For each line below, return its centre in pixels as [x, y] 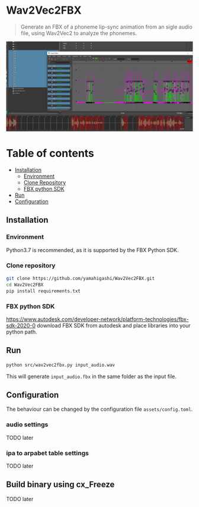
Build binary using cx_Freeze [60, 485]
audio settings [27, 424]
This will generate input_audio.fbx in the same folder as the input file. [91, 376]
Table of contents [50, 154]
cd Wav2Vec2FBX [25, 285]
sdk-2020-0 [21, 325]
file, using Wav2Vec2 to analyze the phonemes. [79, 33]
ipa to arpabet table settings [47, 453]
